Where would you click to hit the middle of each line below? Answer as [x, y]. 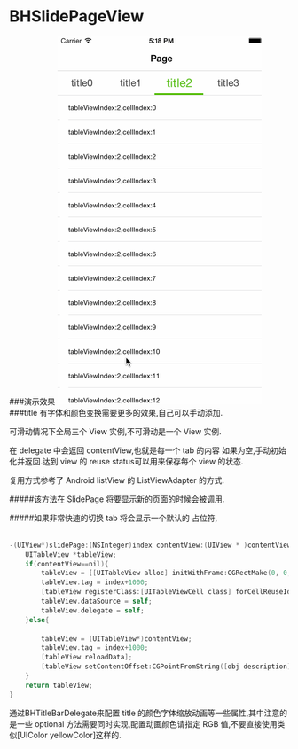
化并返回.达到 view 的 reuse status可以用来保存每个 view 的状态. [126, 461]
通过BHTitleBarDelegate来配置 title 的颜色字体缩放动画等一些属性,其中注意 [145, 713]
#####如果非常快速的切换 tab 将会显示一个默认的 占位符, [114, 518]
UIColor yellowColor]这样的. [71, 735]
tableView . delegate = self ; [93, 610]
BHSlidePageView [77, 16]
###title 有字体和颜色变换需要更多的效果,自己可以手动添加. [116, 412]
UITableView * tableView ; [71, 554]
